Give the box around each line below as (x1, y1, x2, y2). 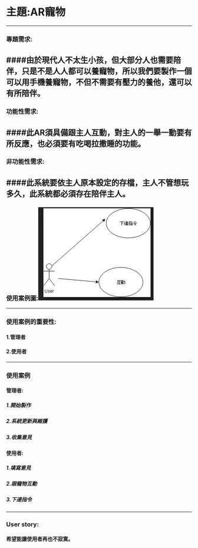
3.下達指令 (6, 496, 32, 503)
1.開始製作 (6, 402, 31, 408)
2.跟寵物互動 (6, 480, 37, 487)
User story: (6, 520, 39, 528)
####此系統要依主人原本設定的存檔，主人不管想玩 (6, 177, 189, 187)
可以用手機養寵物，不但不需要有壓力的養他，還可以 (6, 77, 192, 87)
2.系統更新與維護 (6, 418, 48, 425)
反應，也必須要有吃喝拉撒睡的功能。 (14, 138, 146, 148)
